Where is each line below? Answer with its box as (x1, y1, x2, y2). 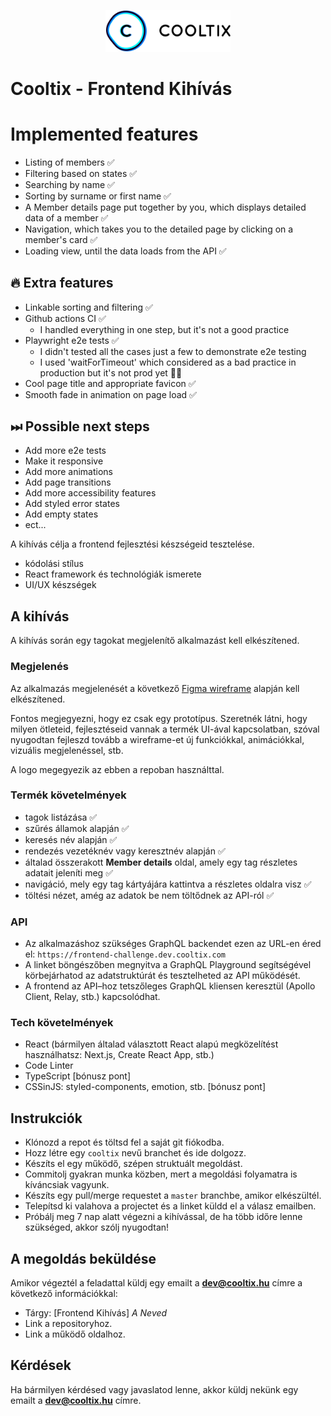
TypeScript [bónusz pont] (24, 1070, 132, 1082)
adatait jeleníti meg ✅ (24, 866, 113, 879)
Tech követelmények (10, 1016, 114, 1030)
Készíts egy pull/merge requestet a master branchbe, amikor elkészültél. (24, 1190, 322, 1202)
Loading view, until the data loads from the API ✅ (24, 245, 227, 257)
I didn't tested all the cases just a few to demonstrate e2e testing (39, 345, 307, 357)
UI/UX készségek (24, 579, 97, 591)
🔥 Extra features (10, 275, 114, 292)
